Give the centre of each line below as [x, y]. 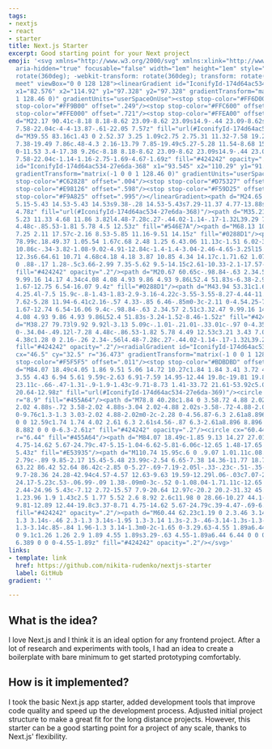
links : [19, 551]
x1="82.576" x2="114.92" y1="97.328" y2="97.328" [101, 91]
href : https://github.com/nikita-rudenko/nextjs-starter [114, 565]
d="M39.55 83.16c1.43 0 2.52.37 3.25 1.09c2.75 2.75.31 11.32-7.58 [132, 136]
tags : [17, 16]
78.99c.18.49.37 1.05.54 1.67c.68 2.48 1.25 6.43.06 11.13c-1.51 [128, 242]
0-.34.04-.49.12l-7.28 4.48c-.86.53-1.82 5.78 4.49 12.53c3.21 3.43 [134, 332]
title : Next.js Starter [49, 46]
